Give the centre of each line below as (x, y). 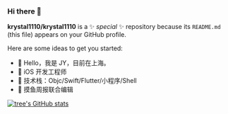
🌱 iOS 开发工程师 (42, 72)
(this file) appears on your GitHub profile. (67, 35)
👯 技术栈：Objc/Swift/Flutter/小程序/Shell (77, 81)
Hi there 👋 (25, 11)
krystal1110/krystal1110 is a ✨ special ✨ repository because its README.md (114, 27)
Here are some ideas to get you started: (65, 48)
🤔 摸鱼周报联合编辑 (45, 90)
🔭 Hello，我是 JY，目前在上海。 (64, 63)
